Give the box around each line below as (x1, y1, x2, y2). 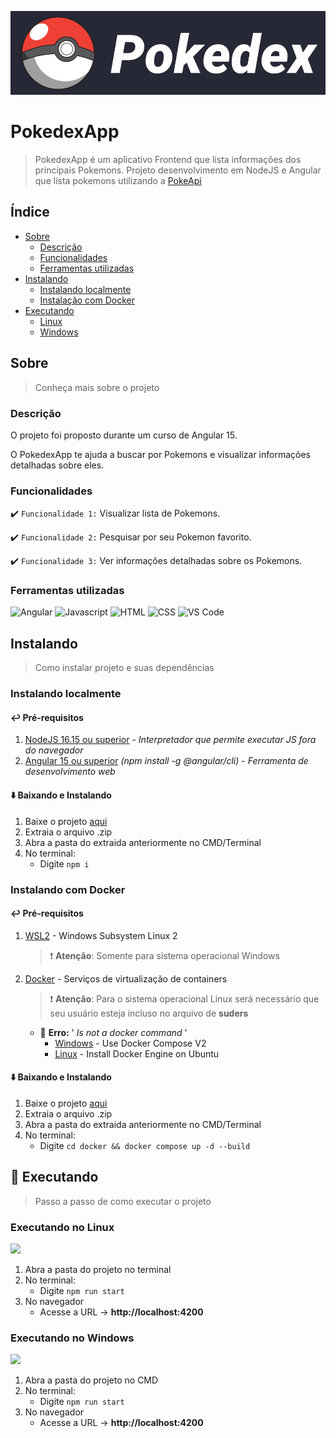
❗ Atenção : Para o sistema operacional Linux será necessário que (49, 992, 320, 1005)
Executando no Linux (10, 1220, 115, 1234)
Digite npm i (39, 857, 90, 870)
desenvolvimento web (24, 766, 116, 778)
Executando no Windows (10, 1331, 135, 1345)
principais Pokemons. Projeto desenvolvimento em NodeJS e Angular (34, 164, 322, 176)
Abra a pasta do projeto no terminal (24, 1264, 172, 1276)
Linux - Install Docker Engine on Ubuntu (54, 1047, 220, 1060)
